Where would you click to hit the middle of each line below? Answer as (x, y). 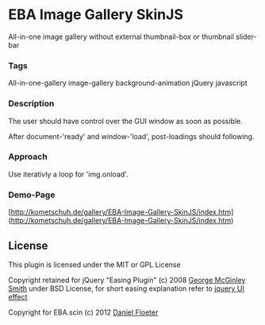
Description (31, 103)
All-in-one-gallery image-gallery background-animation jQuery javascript (128, 83)
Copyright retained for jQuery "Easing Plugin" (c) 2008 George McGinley (127, 280)
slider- (246, 37)
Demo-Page (32, 195)
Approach (28, 157)
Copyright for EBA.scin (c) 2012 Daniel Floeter (83, 312)
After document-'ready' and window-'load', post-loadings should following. (131, 136)
